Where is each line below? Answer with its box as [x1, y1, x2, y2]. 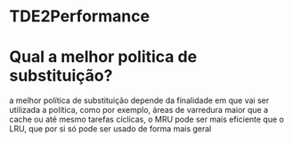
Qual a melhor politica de [9, 47, 198, 68]
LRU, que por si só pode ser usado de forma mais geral [9, 123, 212, 134]
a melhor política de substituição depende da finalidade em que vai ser [9, 95, 270, 106]
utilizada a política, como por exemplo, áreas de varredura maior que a [9, 105, 269, 115]
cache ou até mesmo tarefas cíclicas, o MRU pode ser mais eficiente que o [9, 114, 285, 125]
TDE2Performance [9, 6, 150, 27]
